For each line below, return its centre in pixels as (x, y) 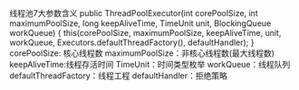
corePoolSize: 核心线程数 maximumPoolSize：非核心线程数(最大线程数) (142, 53)
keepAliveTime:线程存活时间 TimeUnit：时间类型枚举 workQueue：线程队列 (150, 64)
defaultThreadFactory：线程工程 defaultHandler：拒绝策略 (119, 76)
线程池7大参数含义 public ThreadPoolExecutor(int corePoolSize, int (134, 13)
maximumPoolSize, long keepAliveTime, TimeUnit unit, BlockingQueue (140, 23)
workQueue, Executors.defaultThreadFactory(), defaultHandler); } (132, 42)
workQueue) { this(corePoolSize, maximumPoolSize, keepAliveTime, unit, (145, 33)
